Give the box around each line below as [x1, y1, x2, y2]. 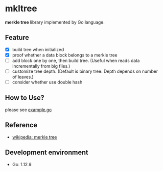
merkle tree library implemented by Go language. [5, 19, 105, 25]
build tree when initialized [12, 46, 64, 52]
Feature [5, 33, 29, 42]
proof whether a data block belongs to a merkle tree [12, 52, 117, 58]
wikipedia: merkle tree [12, 134, 57, 140]
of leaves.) [12, 74, 34, 80]
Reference [5, 121, 38, 129]
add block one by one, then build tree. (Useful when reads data [12, 57, 140, 63]
